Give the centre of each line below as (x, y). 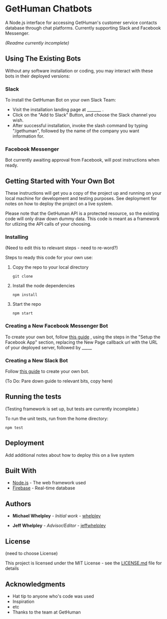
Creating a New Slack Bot (37, 360)
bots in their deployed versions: (37, 76)
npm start (23, 313)
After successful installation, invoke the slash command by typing (80, 126)
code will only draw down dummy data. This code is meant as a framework (82, 219)
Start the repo (27, 304)
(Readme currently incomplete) (37, 43)
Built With (21, 471)
